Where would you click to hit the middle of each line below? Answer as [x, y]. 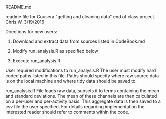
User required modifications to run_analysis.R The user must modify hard [81, 70]
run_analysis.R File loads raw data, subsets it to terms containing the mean [82, 91]
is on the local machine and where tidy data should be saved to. [71, 81]
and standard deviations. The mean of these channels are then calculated [81, 96]
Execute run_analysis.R [36, 61]
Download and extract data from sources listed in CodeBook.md [79, 41]
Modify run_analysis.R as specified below [55, 51]
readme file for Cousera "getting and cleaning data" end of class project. [80, 17]
